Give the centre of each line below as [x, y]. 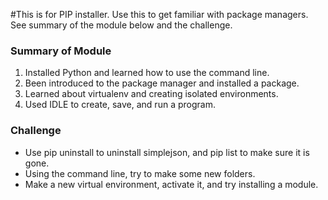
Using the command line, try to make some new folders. [140, 173]
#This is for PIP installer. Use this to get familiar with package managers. [159, 14]
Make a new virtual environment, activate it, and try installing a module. [171, 184]
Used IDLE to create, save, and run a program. [120, 105]
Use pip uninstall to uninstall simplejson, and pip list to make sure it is [167, 152]
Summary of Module [61, 51]
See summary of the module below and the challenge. [121, 25]
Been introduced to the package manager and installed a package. [162, 83]
